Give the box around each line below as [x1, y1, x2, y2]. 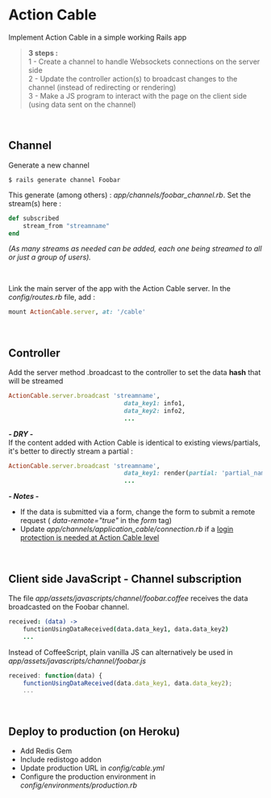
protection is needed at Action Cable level [19, 533, 160, 543]
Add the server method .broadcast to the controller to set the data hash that [8, 368, 261, 378]
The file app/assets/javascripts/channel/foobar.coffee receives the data [8, 593, 248, 603]
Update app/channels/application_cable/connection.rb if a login [19, 524, 234, 534]
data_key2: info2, [123, 407, 186, 415]
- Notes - [8, 492, 40, 501]
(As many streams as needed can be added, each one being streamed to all [8, 244, 262, 254]
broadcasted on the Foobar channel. [8, 602, 130, 611]
